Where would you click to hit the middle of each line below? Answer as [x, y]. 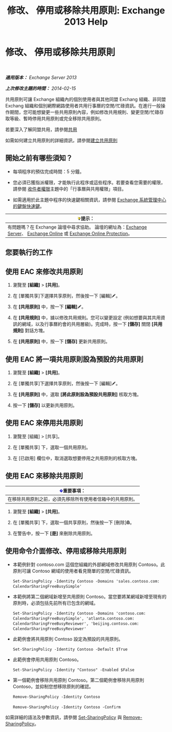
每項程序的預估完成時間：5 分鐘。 [48, 171]
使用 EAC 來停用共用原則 [44, 423]
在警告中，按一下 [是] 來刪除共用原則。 [54, 533]
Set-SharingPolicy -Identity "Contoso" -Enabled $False [73, 670]
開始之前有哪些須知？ [39, 158]
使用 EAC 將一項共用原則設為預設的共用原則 [74, 359]
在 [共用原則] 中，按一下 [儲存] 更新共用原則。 [61, 342]
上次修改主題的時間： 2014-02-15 [41, 88]
